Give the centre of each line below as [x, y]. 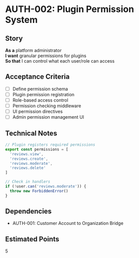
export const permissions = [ [37, 149]
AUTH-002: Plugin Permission [70, 9]
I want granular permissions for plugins [46, 56]
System [22, 20]
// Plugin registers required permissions [50, 145]
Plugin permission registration [43, 94]
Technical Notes [31, 133]
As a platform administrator [33, 50]
